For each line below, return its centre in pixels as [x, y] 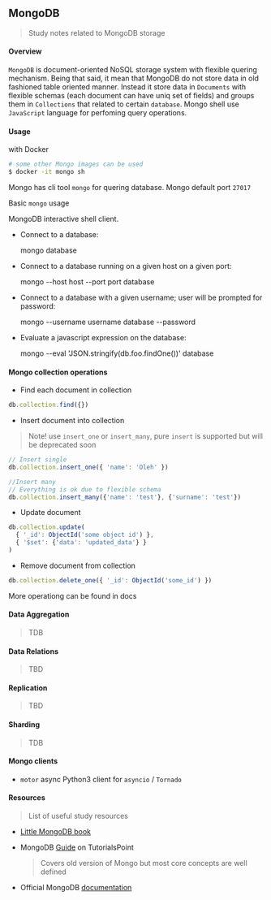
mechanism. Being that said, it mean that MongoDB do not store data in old [134, 78]
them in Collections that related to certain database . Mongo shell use [124, 104]
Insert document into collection [72, 421]
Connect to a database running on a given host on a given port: [126, 266]
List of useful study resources [78, 816]
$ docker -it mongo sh [47, 172]
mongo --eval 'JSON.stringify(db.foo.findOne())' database [117, 353]
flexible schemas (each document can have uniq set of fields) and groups [131, 96]
